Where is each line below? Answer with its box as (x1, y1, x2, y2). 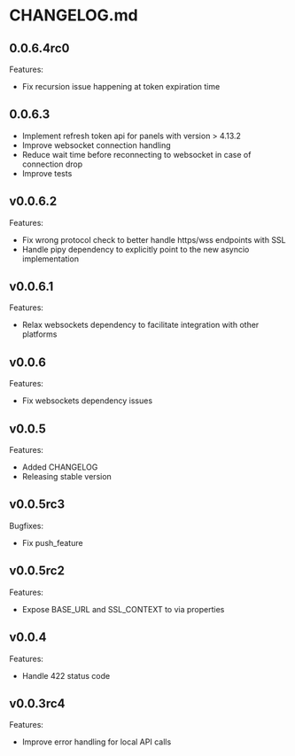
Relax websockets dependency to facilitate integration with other (21, 320, 260, 331)
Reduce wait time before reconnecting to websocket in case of (21, 149, 252, 160)
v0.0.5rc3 (9, 497, 65, 512)
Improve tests (21, 168, 73, 178)
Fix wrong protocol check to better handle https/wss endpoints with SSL (21, 234, 286, 245)
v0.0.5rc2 (9, 564, 65, 579)
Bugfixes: (9, 520, 44, 531)
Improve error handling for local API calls (21, 737, 172, 747)
